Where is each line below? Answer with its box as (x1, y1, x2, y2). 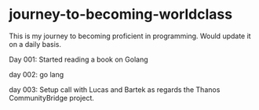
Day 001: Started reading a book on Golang (9, 55, 148, 64)
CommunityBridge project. (9, 93, 95, 102)
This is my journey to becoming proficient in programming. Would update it (9, 31, 251, 41)
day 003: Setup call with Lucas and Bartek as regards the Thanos (9, 84, 221, 94)
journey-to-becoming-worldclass (9, 5, 233, 23)
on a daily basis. (9, 39, 62, 48)
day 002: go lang (9, 69, 64, 79)
